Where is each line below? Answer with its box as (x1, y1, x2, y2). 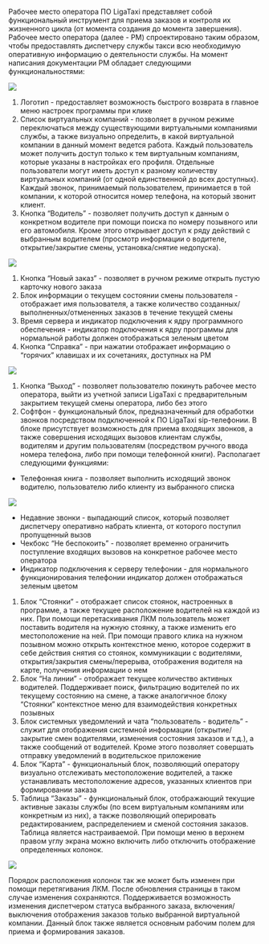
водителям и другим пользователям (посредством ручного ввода (19, 441, 249, 450)
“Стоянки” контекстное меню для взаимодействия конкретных (19, 699, 238, 709)
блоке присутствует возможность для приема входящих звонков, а (19, 424, 254, 433)
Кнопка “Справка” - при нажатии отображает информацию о (19, 342, 231, 351)
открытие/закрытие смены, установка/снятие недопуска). (19, 243, 221, 252)
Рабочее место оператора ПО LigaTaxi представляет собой (8, 7, 213, 16)
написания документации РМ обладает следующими (8, 58, 191, 68)
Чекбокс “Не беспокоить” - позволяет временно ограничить (19, 538, 230, 548)
